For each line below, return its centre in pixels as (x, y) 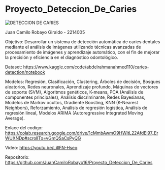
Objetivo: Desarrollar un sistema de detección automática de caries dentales (82, 42)
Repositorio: (17, 157)
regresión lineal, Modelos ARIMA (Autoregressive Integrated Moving (74, 113)
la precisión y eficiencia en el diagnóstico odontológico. (62, 57)
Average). (15, 118)
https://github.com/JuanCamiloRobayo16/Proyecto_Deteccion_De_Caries (79, 162)
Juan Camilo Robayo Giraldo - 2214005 (45, 32)
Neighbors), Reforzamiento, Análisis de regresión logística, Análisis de (76, 108)
